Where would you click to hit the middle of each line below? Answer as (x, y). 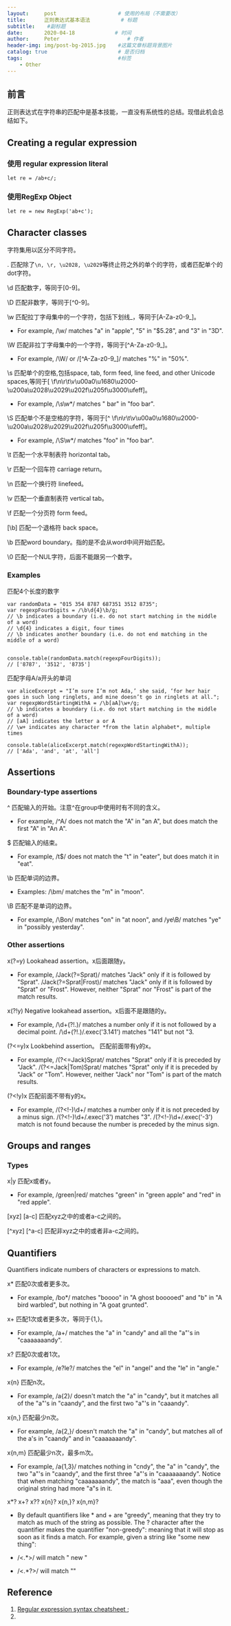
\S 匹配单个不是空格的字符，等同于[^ (59, 418)
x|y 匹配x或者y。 (31, 1181)
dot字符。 (21, 273)
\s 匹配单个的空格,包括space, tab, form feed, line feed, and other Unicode (111, 373)
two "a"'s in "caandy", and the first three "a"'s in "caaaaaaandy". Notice (119, 1474)
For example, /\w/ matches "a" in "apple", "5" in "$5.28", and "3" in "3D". (120, 331)
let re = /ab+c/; (32, 178)
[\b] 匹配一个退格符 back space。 (54, 528)
